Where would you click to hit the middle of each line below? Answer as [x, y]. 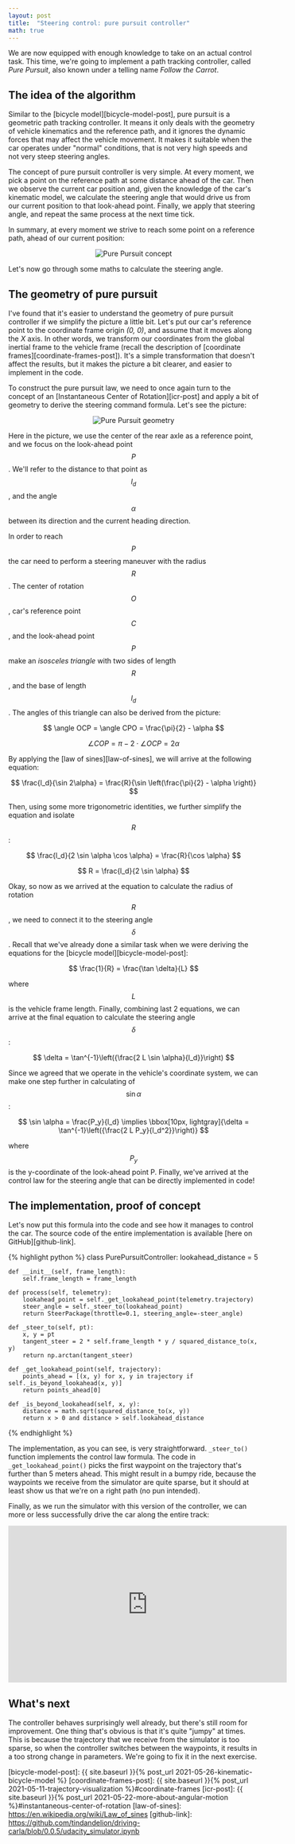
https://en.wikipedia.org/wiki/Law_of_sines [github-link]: [100, 1815]
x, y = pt [39, 1335]
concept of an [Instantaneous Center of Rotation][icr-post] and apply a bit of [134, 396]
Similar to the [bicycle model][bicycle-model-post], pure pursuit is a [119, 114]
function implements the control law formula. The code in [102, 1457]
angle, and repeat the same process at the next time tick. [101, 214]
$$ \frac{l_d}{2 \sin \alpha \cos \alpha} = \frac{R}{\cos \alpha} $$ [134, 855]
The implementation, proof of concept [105, 1206]
